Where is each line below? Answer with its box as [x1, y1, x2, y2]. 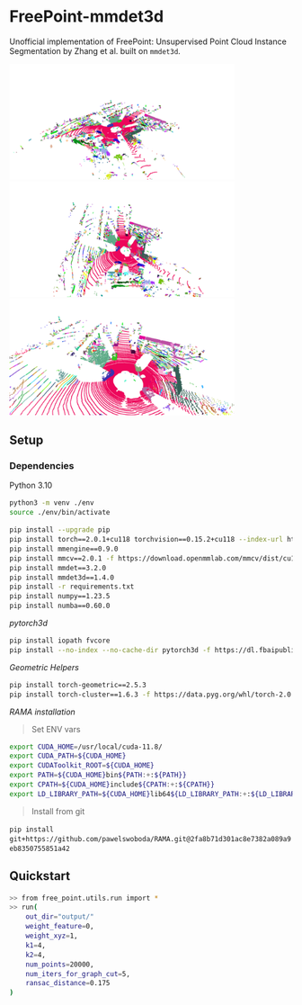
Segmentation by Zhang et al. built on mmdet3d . [9, 45, 182, 56]
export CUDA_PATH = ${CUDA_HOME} [9, 751, 127, 761]
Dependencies [9, 460, 75, 471]
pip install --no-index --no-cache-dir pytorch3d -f [9, 645, 211, 654]
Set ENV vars [31, 723, 81, 734]
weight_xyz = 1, [25, 931, 78, 941]
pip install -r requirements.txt [9, 582, 135, 591]
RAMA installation [9, 706, 76, 717]
